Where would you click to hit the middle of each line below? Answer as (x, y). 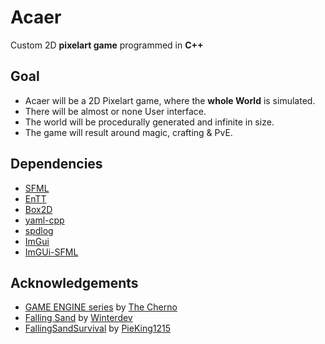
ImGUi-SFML (51, 252)
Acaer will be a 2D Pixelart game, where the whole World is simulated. (170, 100)
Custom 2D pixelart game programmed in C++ (107, 45)
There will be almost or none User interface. (115, 111)
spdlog (39, 230)
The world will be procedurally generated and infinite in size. (149, 122)
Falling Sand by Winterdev (78, 318)
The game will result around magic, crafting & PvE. (128, 132)
